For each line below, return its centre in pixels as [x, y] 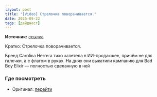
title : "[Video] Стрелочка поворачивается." [51, 14]
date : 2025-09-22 [23, 18]
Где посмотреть [26, 79]
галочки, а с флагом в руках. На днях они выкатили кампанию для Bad [79, 61]
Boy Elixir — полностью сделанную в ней [47, 66]
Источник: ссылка [24, 37]
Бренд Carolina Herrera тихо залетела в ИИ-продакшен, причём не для [79, 56]
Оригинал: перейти [32, 89]
